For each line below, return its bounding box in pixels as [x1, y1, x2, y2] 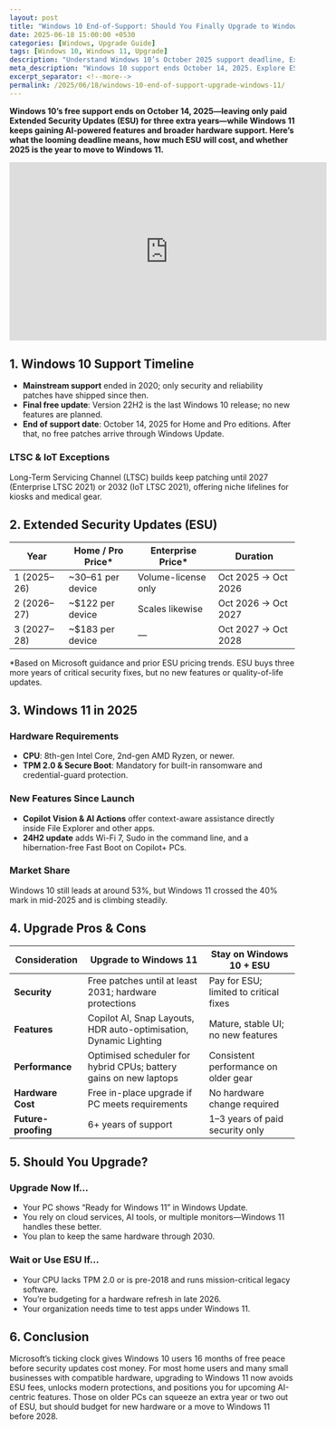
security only [208, 1124, 264, 1136]
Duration [235, 550, 274, 562]
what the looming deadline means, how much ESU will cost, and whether [9, 134, 288, 145]
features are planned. [22, 409, 103, 420]
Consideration [14, 953, 79, 965]
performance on [208, 1060, 278, 1073]
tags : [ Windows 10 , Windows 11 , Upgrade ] [9, 47, 168, 56]
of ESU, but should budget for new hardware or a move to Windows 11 [9, 1401, 270, 1413]
